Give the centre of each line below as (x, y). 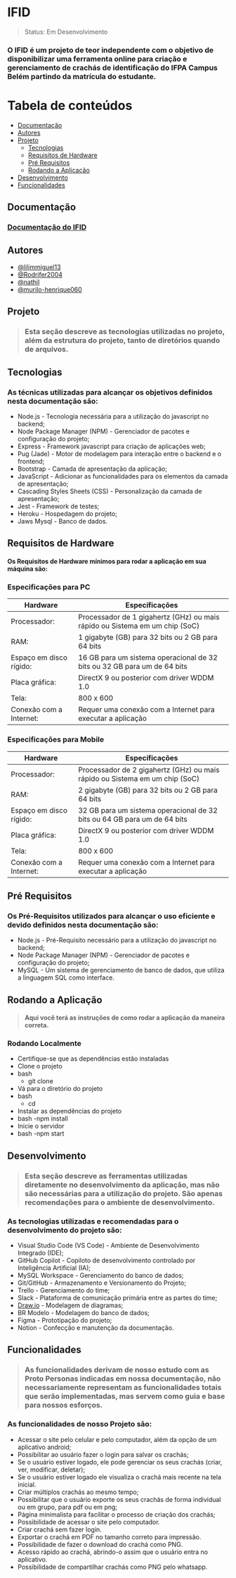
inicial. (27, 1484)
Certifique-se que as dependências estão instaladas (93, 1059)
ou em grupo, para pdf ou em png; (67, 1507)
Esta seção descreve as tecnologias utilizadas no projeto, (124, 332)
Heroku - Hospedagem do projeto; (67, 513)
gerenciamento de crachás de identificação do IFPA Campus (112, 68)
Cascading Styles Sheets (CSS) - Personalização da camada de (110, 491)
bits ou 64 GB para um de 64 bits (133, 819)
